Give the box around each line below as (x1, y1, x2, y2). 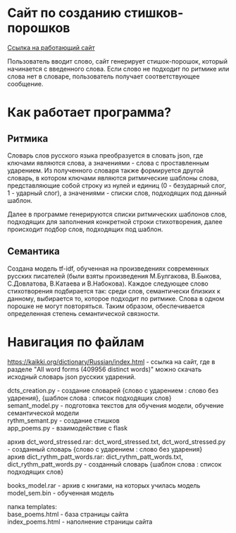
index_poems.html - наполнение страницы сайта (7, 517, 153, 526)
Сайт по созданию (7, 5, 122, 21)
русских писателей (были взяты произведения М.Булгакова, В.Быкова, (7, 271, 222, 280)
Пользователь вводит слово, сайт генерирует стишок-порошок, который (7, 57, 228, 65)
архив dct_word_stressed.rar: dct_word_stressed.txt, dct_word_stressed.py (7, 437, 226, 446)
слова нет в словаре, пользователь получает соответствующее (7, 72, 200, 81)
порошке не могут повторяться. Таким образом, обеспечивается (7, 302, 205, 310)
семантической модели (7, 409, 80, 417)
